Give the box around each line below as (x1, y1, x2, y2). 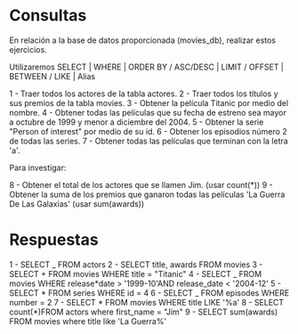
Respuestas (9, 230, 100, 250)
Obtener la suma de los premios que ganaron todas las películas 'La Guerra (9, 189, 286, 200)
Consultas (9, 5, 87, 26)
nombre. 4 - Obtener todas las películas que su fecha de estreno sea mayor (9, 107, 286, 118)
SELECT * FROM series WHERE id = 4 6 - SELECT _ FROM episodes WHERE (9, 287, 290, 298)
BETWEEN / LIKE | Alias (9, 70, 96, 81)
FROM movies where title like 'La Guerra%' (9, 315, 167, 326)
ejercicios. (9, 44, 47, 54)
